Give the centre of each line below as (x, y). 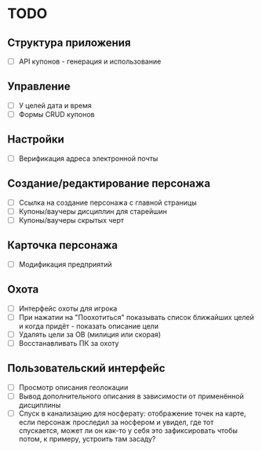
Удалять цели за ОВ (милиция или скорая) (90, 334)
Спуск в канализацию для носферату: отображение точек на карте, (132, 413)
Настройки (36, 139)
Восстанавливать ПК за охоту (69, 343)
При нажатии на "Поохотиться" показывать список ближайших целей (136, 317)
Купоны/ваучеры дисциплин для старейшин (93, 211)
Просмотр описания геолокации (73, 387)
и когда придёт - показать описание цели (88, 326)
